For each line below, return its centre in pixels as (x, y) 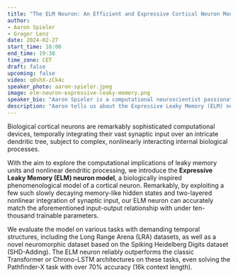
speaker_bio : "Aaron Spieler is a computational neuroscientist (104, 100)
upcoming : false (31, 73)
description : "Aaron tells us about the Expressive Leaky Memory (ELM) (115, 106)
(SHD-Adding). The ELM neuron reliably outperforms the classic (101, 252)
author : (19, 21)
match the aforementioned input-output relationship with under (99, 208)
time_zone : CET (30, 60)
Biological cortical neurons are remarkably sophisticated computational (111, 126)
